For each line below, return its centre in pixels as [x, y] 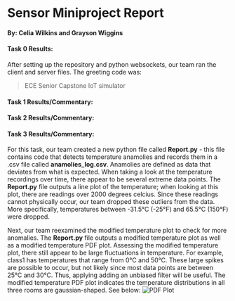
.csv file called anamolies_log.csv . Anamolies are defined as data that [109, 165]
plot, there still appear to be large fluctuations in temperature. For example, [115, 253]
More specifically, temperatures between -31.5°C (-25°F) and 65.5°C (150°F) [118, 210]
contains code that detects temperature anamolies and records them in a [113, 157]
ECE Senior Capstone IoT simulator [75, 85]
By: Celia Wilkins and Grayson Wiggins [65, 32]
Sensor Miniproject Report [86, 13]
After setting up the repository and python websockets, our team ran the [112, 64]
